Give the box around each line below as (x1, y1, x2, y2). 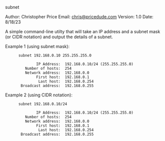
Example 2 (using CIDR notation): (5, 92, 73, 98)
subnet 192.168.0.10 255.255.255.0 (18, 53, 92, 58)
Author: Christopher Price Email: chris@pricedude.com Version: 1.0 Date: (5, 14, 154, 19)
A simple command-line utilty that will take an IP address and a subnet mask (5, 29, 161, 34)
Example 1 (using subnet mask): (5, 44, 70, 49)
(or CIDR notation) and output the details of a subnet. (5, 34, 113, 40)
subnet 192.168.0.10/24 (18, 101, 68, 106)
